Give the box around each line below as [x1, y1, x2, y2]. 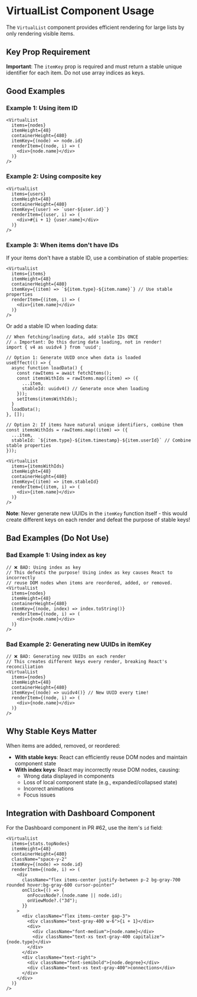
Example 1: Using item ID [6, 104, 78, 112]
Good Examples [6, 86, 65, 96]
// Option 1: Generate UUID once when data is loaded [6, 355, 142, 361]
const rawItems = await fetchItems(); [17, 371, 112, 376]
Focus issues [23, 791, 56, 798]
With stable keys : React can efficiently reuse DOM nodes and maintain [14, 754, 188, 761]
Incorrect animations [23, 785, 74, 792]
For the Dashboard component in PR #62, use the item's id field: [6, 824, 163, 831]
